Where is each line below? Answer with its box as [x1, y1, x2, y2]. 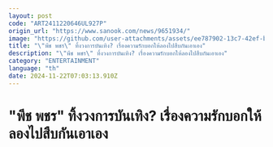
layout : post [8, 11, 53, 20]
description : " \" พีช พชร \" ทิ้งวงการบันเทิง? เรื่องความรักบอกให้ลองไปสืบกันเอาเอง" [8, 49, 228, 57]
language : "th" [8, 65, 60, 73]
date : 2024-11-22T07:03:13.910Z [8, 72, 118, 80]
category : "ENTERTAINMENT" [8, 57, 100, 65]
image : [8, 34, 31, 43]
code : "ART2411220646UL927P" [8, 19, 107, 27]
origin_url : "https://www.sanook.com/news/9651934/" [8, 27, 191, 35]
